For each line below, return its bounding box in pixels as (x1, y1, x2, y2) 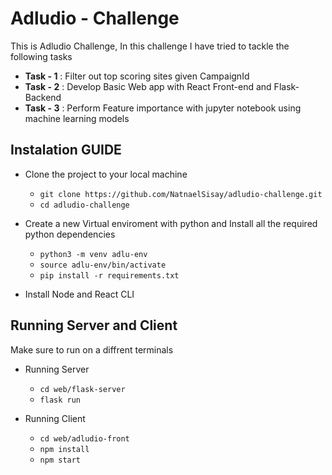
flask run (39, 395, 82, 405)
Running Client (24, 412, 86, 424)
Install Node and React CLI (24, 288, 135, 300)
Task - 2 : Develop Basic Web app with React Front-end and (24, 80, 272, 92)
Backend (24, 91, 62, 103)
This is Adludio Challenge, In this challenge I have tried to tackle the (10, 40, 290, 52)
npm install (39, 444, 90, 454)
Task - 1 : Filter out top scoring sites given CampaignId (24, 70, 250, 82)
